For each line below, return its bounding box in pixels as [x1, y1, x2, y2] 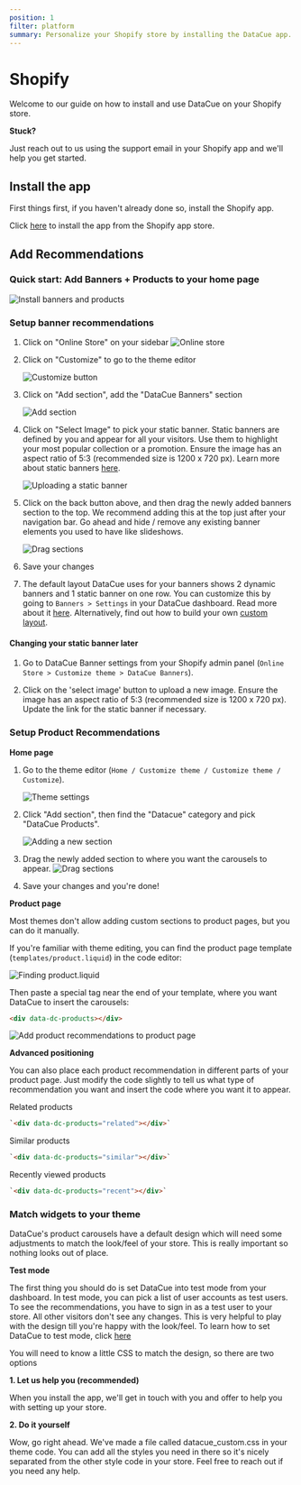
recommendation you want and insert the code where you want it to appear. [9, 1084, 291, 1095]
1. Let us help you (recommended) [9, 1375, 140, 1386]
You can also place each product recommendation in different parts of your [9, 1065, 289, 1076]
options [9, 1358, 38, 1369]
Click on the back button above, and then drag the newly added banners [22, 498, 292, 509]
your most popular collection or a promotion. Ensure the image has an [22, 444, 282, 454]
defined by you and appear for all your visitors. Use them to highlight [22, 434, 278, 445]
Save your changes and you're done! [22, 880, 160, 891]
